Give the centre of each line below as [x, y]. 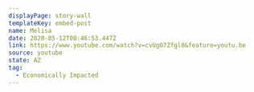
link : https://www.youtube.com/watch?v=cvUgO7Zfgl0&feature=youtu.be [127, 46]
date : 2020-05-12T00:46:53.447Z [62, 38]
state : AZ [25, 61]
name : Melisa [30, 30]
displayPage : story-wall [50, 16]
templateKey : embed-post [50, 23]
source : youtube [35, 53]
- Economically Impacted [57, 75]
